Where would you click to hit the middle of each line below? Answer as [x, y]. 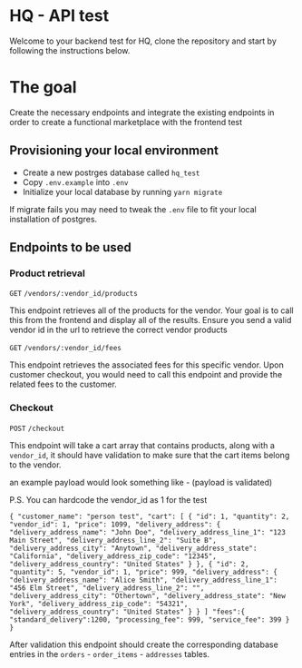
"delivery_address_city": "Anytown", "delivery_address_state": [133, 548]
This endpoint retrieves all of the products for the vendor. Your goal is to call [151, 310]
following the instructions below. [70, 50]
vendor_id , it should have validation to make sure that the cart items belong [150, 455]
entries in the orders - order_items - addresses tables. [110, 653]
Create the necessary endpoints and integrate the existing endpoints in [142, 112]
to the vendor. [35, 465]
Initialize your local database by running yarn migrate [122, 192]
